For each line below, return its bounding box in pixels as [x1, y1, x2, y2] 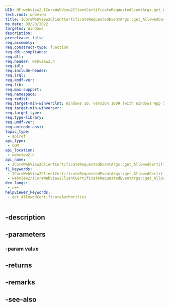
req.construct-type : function [5, 45, 69, 50]
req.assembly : [5, 40, 35, 45]
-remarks [5, 278, 35, 287]
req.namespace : [5, 92, 37, 97]
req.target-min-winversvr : [5, 106, 62, 111]
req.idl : [5, 63, 24, 68]
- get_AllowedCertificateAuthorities [7, 194, 87, 199]
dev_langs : [5, 181, 28, 186]
